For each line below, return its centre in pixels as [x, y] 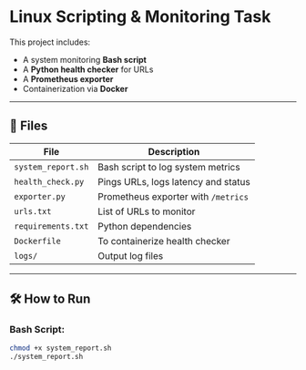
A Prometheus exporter [68, 78]
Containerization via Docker [75, 88]
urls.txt [33, 211]
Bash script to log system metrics [168, 167]
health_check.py [49, 181]
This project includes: [50, 42]
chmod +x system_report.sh [61, 348]
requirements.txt [51, 226]
